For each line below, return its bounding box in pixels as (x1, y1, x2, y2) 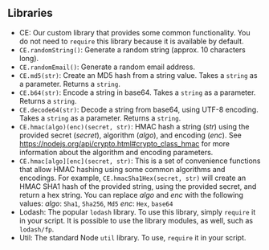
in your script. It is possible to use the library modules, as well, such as (18, 215, 254, 225)
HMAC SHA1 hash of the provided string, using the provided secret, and (18, 181, 257, 191)
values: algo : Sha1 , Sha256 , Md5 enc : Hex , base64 (18, 199, 173, 208)
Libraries (7, 6, 53, 20)
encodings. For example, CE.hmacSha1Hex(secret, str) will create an (18, 173, 247, 182)
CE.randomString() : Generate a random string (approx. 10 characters (18, 44, 246, 55)
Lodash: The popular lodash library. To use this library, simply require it (18, 207, 256, 216)
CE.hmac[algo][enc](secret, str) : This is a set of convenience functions (18, 156, 261, 166)
